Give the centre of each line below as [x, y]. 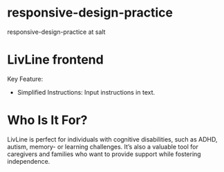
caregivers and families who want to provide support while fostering [104, 154]
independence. [29, 161]
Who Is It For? [47, 121]
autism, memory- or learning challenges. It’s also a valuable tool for [103, 146]
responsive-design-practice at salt [56, 32]
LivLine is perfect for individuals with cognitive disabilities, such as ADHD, [112, 139]
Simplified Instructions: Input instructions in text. [86, 92]
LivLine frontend [55, 60]
